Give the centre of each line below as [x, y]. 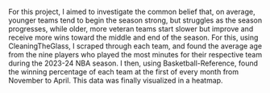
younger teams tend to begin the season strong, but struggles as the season [135, 20]
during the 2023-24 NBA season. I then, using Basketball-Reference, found [133, 63]
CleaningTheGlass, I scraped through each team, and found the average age [135, 46]
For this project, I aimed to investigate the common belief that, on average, [132, 12]
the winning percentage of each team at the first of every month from [124, 72]
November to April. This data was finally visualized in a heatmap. [116, 80]
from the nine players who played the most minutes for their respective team [135, 55]
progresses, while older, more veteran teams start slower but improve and [131, 29]
